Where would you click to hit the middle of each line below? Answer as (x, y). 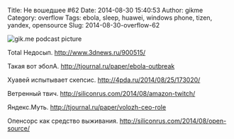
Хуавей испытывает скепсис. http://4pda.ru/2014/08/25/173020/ (104, 80)
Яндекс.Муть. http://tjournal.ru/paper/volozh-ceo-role (87, 107)
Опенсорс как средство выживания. (63, 121)
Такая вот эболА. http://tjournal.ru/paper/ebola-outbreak (91, 66)
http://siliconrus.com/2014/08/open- (173, 121)
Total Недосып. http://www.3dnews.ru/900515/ (77, 53)
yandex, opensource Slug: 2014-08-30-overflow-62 (84, 25)
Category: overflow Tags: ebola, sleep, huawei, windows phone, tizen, (110, 18)
